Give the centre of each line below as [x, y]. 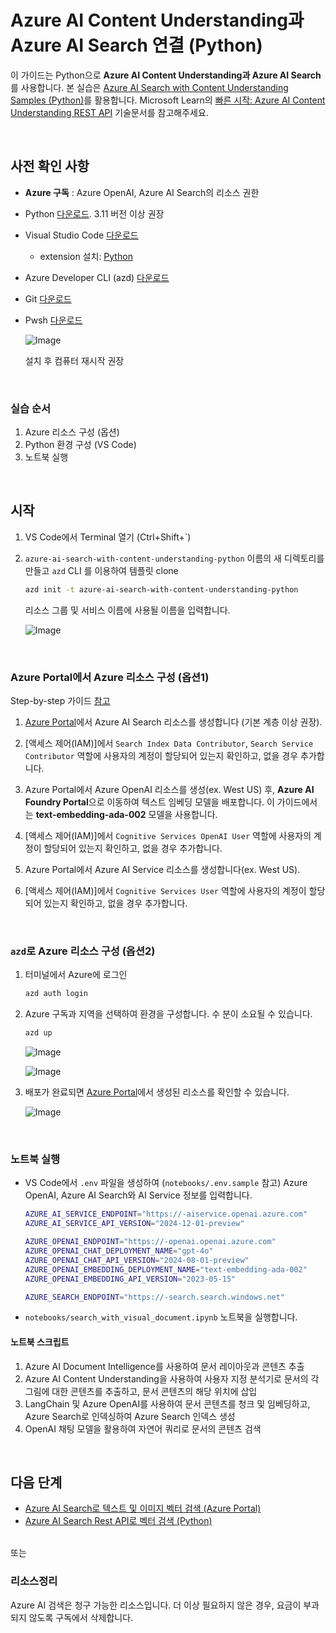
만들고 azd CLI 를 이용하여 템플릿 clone [101, 570]
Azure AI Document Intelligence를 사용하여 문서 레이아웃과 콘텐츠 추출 [164, 1366]
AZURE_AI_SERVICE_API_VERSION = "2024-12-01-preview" [134, 1224]
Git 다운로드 [48, 298]
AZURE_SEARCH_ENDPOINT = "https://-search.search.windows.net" [155, 1297]
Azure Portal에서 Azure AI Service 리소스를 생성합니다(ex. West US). [162, 870]
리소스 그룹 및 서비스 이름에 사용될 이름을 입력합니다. [127, 610]
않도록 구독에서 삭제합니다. [81, 1617]
